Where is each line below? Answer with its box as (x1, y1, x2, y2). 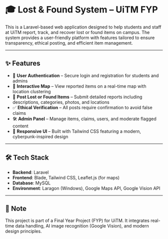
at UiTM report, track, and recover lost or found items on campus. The (5, 29, 150, 35)
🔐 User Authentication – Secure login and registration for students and (12, 72, 159, 78)
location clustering (12, 88, 51, 94)
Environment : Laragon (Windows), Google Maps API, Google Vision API (12, 185, 161, 191)
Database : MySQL (12, 180, 51, 186)
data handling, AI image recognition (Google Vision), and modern (15, 223, 149, 229)
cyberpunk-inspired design (12, 133, 68, 139)
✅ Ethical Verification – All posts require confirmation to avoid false (12, 104, 152, 110)
